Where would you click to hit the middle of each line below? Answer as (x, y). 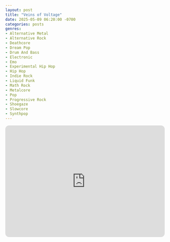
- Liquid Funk (20, 81)
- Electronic (19, 57)
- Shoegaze (17, 105)
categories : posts (25, 24)
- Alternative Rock (26, 39)
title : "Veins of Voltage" (34, 15)
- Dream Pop (18, 48)
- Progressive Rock (26, 99)
